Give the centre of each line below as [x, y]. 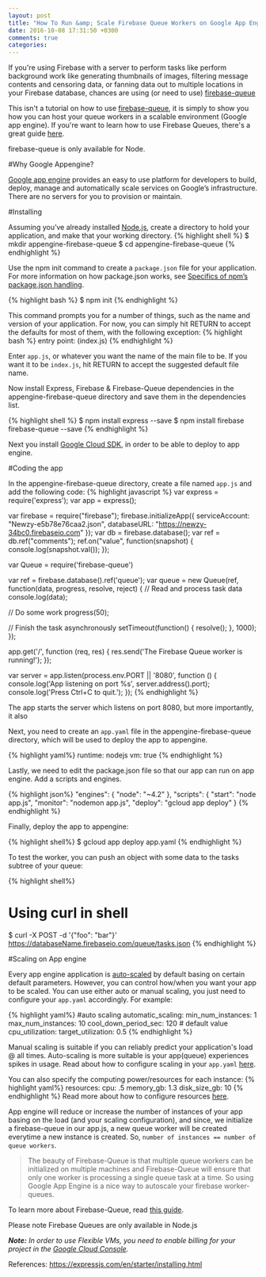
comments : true [33, 38]
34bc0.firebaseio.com [44, 533]
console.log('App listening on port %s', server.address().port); [109, 684]
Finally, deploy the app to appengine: [68, 826]
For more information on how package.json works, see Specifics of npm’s [128, 276]
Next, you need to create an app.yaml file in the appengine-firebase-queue [130, 731]
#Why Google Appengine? [51, 164]
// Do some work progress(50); [59, 612]
